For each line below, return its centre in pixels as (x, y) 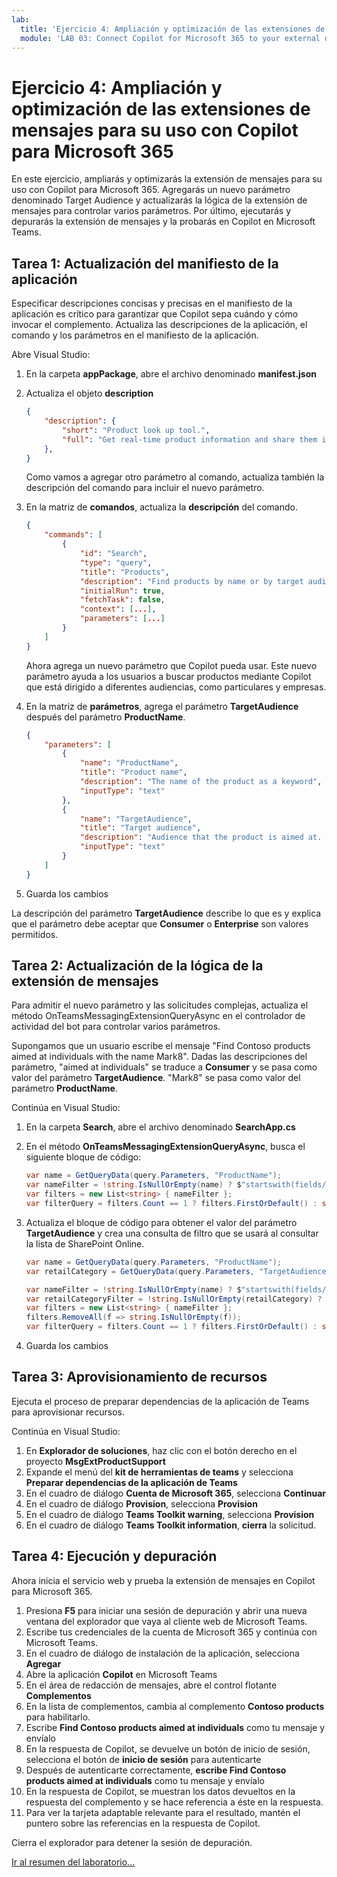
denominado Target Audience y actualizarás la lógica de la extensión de (159, 200)
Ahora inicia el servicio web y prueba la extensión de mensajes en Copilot (163, 1580)
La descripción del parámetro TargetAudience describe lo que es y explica (166, 913)
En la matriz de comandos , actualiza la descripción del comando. (161, 507)
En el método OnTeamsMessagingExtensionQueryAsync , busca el (165, 1147)
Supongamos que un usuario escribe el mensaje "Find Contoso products (161, 1046)
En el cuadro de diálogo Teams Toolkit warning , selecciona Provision (170, 1514)
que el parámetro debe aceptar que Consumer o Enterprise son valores (160, 923)
